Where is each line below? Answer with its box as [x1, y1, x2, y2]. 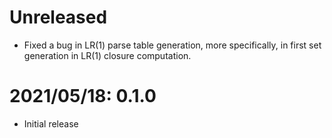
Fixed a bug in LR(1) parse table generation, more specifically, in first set [23, 39, 322, 51]
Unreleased [9, 6, 108, 29]
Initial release [23, 117, 79, 130]
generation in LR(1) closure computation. [23, 49, 192, 61]
